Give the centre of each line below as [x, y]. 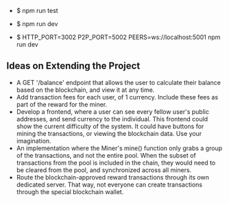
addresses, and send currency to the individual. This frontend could [112, 119]
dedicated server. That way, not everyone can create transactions [109, 184]
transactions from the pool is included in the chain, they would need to [116, 163]
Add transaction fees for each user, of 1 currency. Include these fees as [117, 97]
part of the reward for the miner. [62, 104]
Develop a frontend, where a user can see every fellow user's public [113, 111]
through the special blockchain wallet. [70, 191]
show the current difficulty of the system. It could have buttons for [110, 126]
